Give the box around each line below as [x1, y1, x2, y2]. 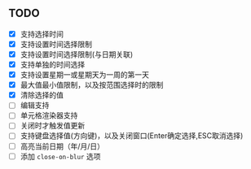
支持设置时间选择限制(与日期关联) [20, 49, 133, 59]
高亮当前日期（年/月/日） [20, 141, 104, 151]
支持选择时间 [20, 28, 64, 39]
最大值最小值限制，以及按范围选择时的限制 [20, 80, 164, 90]
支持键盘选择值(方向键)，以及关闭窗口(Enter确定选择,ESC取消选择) [20, 131, 244, 141]
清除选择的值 [20, 90, 64, 100]
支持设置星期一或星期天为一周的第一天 [20, 70, 149, 80]
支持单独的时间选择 [20, 60, 86, 69]
